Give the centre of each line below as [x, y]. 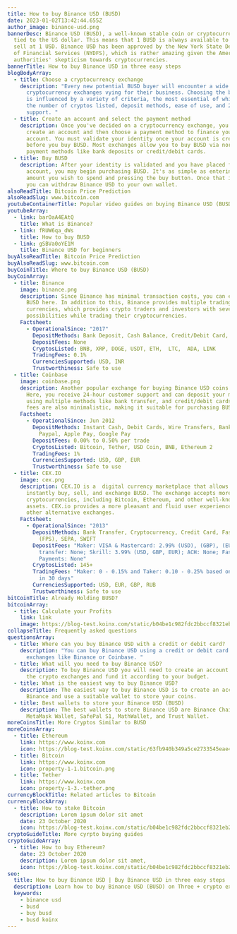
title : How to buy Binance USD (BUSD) [64, 14]
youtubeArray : [28, 211]
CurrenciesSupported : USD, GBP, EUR [86, 460]
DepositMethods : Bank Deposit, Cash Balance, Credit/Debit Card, [131, 335]
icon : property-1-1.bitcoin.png [67, 769]
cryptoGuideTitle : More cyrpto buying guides [75, 834]
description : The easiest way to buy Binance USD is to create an [120, 690]
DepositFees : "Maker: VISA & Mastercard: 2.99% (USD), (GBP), [126, 545]
